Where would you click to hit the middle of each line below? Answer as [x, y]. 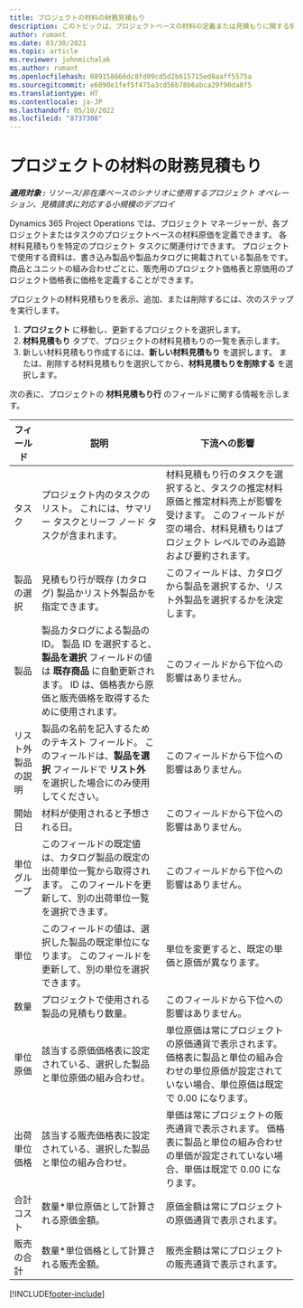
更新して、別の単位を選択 [96, 970]
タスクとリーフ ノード [99, 522]
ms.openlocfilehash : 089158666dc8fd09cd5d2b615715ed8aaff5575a [131, 77]
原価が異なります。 [224, 963]
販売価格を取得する [101, 699]
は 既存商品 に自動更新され [98, 672]
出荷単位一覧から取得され [96, 871]
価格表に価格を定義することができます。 [123, 280]
